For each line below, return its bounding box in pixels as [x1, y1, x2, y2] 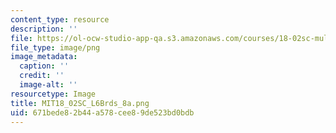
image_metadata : [10, 52, 78, 62]
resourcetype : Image [10, 89, 97, 99]
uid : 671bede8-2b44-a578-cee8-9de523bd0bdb [10, 107, 195, 118]
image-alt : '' [19, 80, 78, 90]
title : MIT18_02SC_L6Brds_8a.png [10, 98, 150, 108]
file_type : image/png [10, 42, 101, 53]
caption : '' [19, 61, 70, 71]
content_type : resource [10, 14, 110, 25]
